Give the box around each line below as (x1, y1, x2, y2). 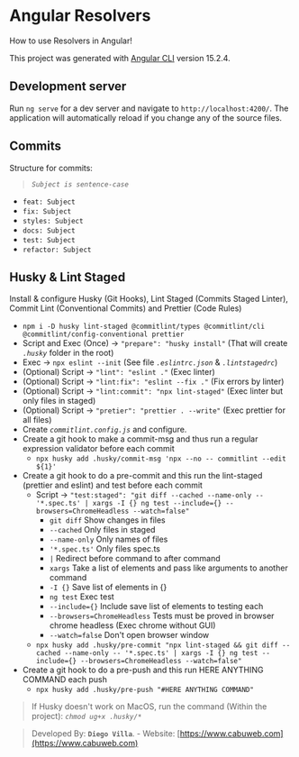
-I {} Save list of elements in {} (49, 582, 168, 593)
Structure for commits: (9, 162, 93, 173)
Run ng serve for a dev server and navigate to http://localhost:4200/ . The (9, 103, 289, 114)
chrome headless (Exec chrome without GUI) (49, 620, 216, 631)
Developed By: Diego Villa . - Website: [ (31, 728, 180, 739)
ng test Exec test (49, 591, 114, 602)
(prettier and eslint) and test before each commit (22, 479, 203, 491)
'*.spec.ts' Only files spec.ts (49, 543, 160, 554)
